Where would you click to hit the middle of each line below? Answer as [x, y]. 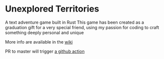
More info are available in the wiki [39, 42]
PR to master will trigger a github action [45, 51]
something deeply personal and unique [45, 32]
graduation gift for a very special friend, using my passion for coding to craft [82, 27]
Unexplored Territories [52, 9]
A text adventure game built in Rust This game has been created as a [75, 22]
